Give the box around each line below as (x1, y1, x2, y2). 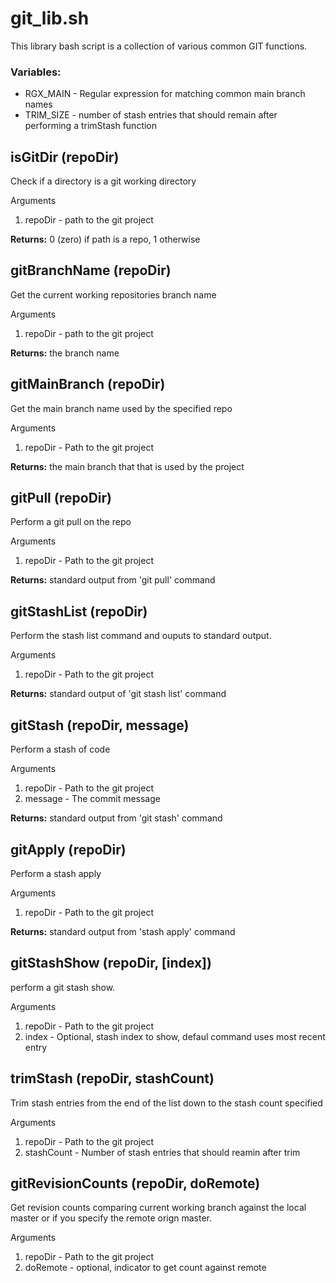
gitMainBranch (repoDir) (10, 376, 166, 393)
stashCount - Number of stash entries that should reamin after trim (24, 1146, 301, 1158)
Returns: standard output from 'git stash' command (10, 812, 223, 824)
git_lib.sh (10, 7, 90, 30)
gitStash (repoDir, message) (10, 717, 190, 734)
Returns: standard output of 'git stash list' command (10, 688, 227, 700)
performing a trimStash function (24, 120, 158, 132)
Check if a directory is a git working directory (10, 175, 197, 187)
